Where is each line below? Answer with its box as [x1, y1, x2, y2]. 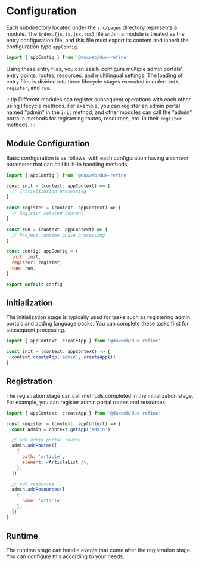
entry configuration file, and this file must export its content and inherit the [6, 36, 189, 44]
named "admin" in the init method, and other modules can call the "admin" [6, 109, 192, 116]
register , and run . [6, 84, 51, 91]
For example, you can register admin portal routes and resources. [6, 398, 167, 406]
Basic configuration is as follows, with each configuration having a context [6, 154, 189, 162]
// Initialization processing [11, 188, 86, 194]
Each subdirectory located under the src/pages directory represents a [6, 24, 178, 31]
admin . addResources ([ [11, 487, 66, 493]
